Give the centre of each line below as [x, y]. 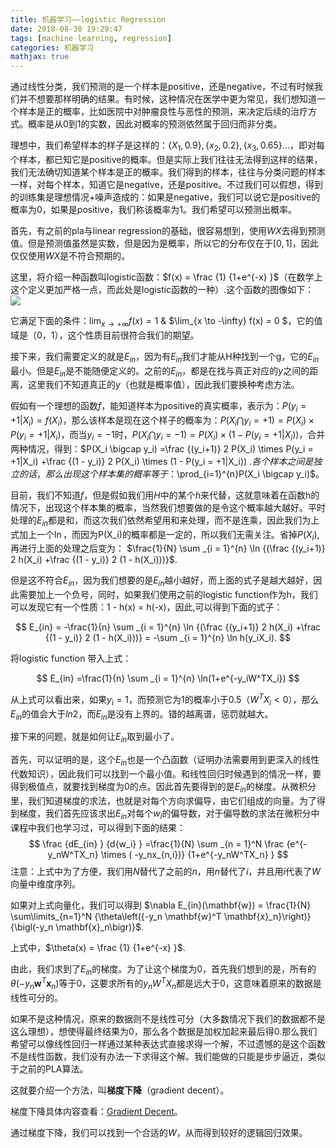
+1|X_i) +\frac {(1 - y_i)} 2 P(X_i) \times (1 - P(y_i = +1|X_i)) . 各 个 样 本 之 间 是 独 [166, 461]
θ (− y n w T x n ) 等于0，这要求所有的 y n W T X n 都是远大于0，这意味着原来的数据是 [166, 983]
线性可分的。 [36, 997]
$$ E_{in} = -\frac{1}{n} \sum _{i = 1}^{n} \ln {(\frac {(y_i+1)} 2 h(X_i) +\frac [168, 627]
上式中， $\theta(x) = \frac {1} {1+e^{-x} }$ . [98, 947]
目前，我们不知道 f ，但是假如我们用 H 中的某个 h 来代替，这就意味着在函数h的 [165, 495]
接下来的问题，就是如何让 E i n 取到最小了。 [95, 738]
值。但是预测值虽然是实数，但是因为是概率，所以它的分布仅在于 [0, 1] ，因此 [164, 243]
